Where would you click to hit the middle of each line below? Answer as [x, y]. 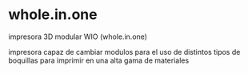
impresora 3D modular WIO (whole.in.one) [78, 36]
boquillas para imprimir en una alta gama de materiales [99, 60]
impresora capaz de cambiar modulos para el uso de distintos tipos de [124, 52]
